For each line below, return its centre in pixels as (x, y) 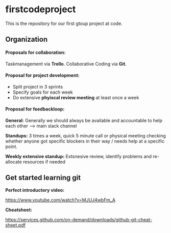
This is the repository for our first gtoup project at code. (64, 23)
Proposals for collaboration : (35, 52)
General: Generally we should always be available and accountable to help (84, 120)
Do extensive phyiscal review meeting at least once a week (76, 97)
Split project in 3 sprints (38, 86)
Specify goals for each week (43, 92)
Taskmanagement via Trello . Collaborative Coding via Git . (66, 64)
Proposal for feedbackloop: (35, 109)
